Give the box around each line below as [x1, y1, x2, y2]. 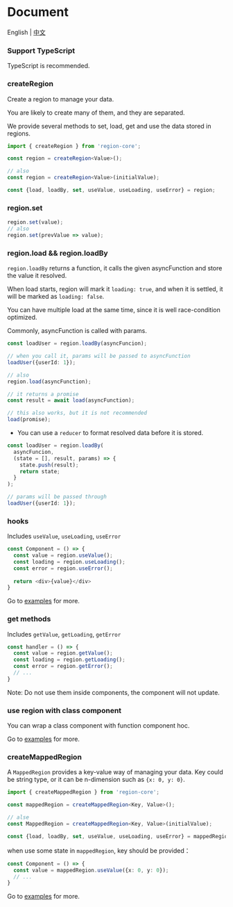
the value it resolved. [7, 272, 67, 280]
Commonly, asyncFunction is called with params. [7, 327, 147, 335]
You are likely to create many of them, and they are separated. [7, 108, 185, 117]
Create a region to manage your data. [7, 95, 114, 103]
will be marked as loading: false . [7, 293, 105, 301]
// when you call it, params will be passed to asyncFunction [7, 352, 191, 359]
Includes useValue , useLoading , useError [7, 532, 121, 541]
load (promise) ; [7, 416, 51, 423]
